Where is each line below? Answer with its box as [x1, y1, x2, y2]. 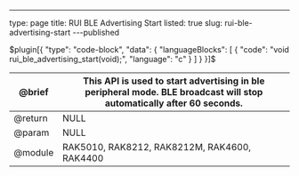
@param [13, 126, 50, 139]
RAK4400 [61, 152, 104, 164]
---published [72, 28, 120, 37]
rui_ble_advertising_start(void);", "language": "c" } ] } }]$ [9, 54, 216, 64]
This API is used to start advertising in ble [83, 75, 265, 87]
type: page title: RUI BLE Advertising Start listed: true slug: [9, 18, 223, 28]
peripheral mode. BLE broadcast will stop [84, 86, 263, 98]
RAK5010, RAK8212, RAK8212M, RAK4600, [61, 141, 252, 153]
